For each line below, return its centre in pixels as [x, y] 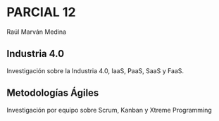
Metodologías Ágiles [53, 93]
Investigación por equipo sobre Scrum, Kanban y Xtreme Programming [109, 110]
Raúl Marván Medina [37, 32]
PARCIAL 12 [41, 12]
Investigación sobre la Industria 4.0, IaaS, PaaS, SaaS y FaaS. [95, 70]
